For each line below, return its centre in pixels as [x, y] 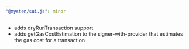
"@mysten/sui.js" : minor [36, 11]
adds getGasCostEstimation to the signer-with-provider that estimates [98, 34]
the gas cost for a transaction [49, 40]
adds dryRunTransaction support [54, 28]
